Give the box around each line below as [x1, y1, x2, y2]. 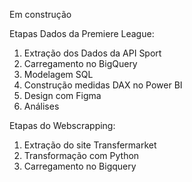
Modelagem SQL [23, 69, 94, 80]
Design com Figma [23, 90, 102, 101]
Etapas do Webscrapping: [9, 120, 116, 131]
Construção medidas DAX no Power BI [23, 79, 183, 91]
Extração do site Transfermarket [23, 139, 157, 151]
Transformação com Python [23, 150, 140, 161]
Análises [23, 100, 60, 112]
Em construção [9, 9, 72, 20]
